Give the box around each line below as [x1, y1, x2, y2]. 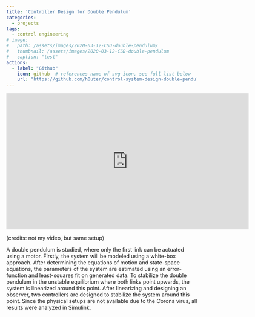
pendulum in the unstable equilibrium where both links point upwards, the [6, 278, 190, 286]
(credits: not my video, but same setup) [6, 234, 105, 242]
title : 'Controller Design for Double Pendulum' [6, 8, 131, 15]
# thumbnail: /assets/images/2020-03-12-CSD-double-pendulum [6, 48, 170, 54]
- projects [12, 20, 39, 26]
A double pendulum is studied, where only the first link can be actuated [6, 246, 185, 253]
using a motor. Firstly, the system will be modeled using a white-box [6, 252, 176, 260]
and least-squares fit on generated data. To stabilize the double [28, 272, 187, 279]
